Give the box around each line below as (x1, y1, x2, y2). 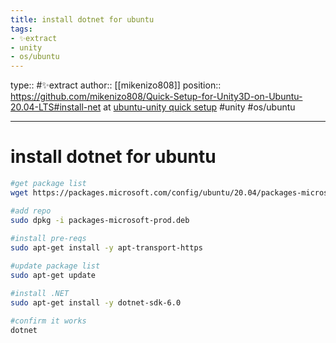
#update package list (10, 261, 101, 271)
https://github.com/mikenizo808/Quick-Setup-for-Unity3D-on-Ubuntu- (10, 91, 303, 103)
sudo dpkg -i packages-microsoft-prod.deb (10, 215, 190, 225)
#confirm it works (10, 316, 87, 326)
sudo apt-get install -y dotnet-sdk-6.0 (10, 297, 182, 308)
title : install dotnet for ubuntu (10, 14, 155, 25)
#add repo (10, 206, 52, 216)
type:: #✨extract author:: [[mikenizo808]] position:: (10, 79, 222, 91)
